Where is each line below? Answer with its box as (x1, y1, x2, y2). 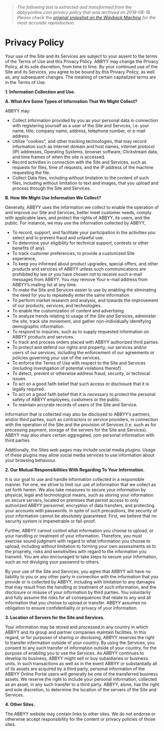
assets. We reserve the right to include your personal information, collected (5, 676, 157, 682)
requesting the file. (12, 169, 50, 175)
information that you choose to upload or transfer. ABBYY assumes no (5, 599, 147, 606)
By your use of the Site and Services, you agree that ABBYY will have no (5, 568, 151, 574)
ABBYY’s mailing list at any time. (12, 281, 77, 287)
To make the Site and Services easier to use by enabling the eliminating (12, 287, 157, 293)
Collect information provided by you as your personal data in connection (12, 117, 158, 123)
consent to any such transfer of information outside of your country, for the (5, 645, 157, 650)
